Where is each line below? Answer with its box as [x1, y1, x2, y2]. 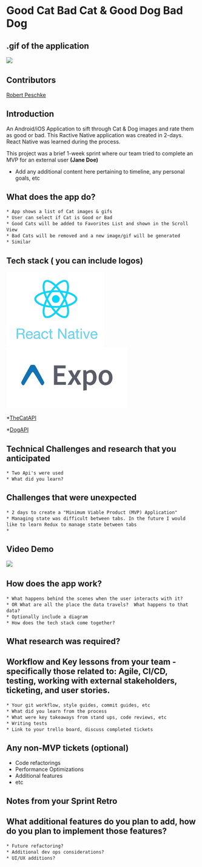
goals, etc [15, 174, 41, 182]
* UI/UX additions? [6, 855, 56, 861]
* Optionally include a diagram [6, 614, 88, 620]
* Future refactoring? [6, 843, 64, 849]
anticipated [6, 453, 50, 463]
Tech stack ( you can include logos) [6, 256, 144, 266]
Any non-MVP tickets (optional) [6, 743, 129, 753]
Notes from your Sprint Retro [6, 796, 118, 806]
